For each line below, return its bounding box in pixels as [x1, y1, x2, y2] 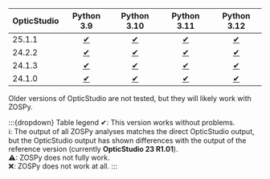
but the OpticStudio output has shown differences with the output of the [8, 136, 247, 145]
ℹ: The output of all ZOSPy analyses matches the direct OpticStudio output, [8, 127, 255, 136]
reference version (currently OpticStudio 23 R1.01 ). [8, 144, 178, 153]
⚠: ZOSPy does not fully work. [8, 153, 110, 162]
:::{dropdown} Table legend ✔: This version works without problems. [8, 118, 235, 127]
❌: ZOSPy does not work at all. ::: [8, 161, 118, 171]
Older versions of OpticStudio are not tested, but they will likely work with [8, 94, 252, 103]
